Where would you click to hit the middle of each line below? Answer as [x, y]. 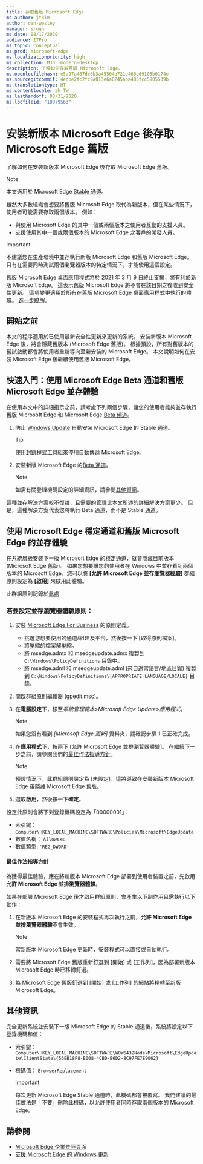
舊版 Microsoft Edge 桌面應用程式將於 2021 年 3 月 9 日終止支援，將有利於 [99, 277]
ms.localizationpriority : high [46, 57]
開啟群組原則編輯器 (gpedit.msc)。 [58, 696]
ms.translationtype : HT [36, 85]
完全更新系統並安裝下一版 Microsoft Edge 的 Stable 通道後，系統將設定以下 [100, 1027]
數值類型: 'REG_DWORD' [42, 847]
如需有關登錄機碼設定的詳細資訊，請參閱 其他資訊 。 [79, 490]
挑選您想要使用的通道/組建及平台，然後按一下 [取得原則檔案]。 [102, 638]
